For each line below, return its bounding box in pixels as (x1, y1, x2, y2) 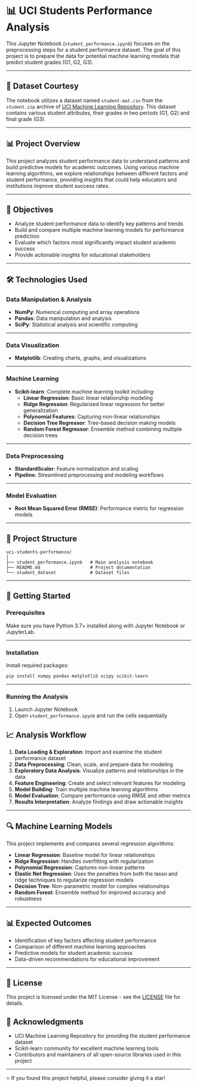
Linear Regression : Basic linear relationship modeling (23, 394, 154, 401)
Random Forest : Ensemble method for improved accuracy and (14, 889, 166, 896)
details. (6, 1000, 24, 1007)
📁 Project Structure (6, 534, 77, 543)
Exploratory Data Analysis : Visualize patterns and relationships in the (14, 767, 184, 774)
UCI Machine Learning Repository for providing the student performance (14, 1032, 191, 1039)
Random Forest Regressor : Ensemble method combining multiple (23, 426, 182, 433)
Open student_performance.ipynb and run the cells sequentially (14, 712, 168, 719)
